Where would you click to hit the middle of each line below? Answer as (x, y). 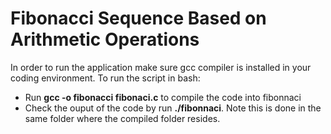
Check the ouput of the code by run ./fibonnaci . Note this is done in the (173, 108)
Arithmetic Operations (105, 39)
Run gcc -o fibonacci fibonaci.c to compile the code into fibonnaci (163, 97)
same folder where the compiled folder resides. (122, 118)
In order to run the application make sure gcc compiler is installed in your (161, 67)
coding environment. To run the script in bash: (105, 78)
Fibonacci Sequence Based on (138, 18)
